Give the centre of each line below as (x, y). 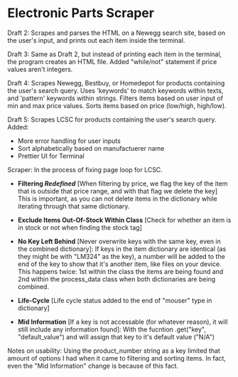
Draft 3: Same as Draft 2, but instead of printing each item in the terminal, (115, 54)
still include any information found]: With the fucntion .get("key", (112, 329)
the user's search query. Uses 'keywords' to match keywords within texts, (115, 90)
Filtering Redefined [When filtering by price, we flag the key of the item (123, 184)
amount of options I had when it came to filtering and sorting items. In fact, (117, 358)
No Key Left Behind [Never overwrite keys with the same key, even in (119, 241)
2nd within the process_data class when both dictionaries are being (117, 279)
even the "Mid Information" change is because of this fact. (93, 366)
